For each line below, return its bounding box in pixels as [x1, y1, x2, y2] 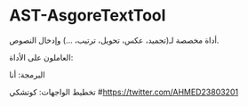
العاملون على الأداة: [9, 52, 74, 62]
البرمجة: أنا [9, 69, 46, 80]
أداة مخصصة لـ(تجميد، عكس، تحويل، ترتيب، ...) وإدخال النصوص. [9, 35, 220, 45]
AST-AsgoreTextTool [9, 5, 166, 26]
